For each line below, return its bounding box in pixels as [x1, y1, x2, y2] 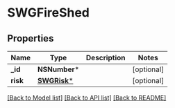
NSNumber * [37, 64, 80, 74]
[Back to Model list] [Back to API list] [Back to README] [7, 93, 167, 102]
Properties [7, 33, 54, 44]
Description [85, 53, 126, 62]
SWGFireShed [7, 5, 90, 21]
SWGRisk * [37, 76, 74, 85]
